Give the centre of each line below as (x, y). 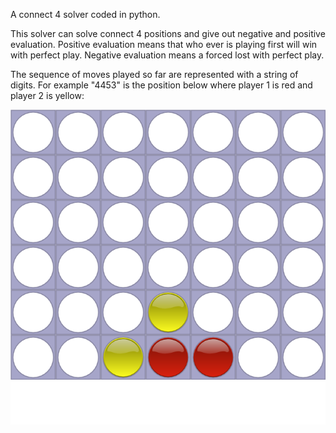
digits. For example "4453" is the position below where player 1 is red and (161, 85)
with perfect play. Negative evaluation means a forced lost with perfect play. (167, 55)
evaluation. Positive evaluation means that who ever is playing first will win (164, 44)
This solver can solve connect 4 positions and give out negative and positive (168, 33)
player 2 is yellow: (47, 95)
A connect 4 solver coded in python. (85, 14)
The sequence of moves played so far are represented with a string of (154, 74)
